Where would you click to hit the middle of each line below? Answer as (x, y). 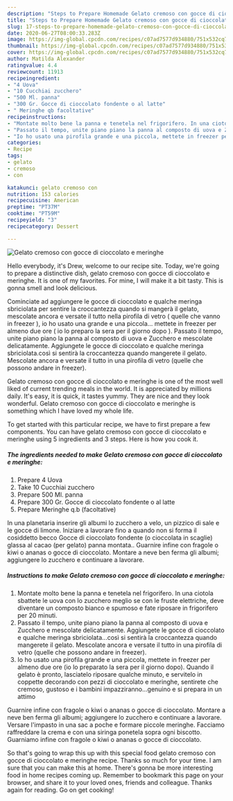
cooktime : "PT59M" (34, 214)
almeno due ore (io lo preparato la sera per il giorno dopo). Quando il (115, 667)
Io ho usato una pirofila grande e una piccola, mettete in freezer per (113, 659)
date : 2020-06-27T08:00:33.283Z (54, 33)
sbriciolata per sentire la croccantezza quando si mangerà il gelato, (103, 308)
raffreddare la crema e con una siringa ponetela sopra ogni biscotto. (105, 732)
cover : (17, 53)
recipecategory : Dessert (43, 226)
